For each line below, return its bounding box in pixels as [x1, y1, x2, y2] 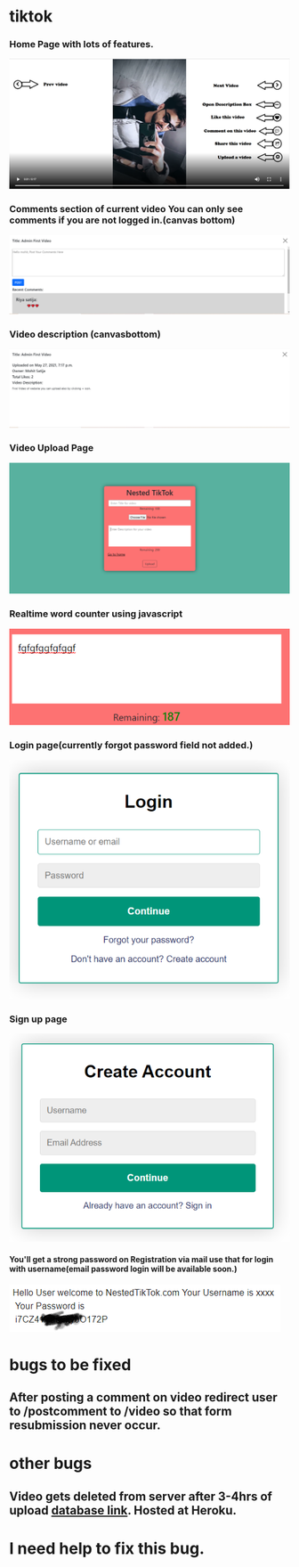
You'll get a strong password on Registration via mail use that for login [9, 1253, 274, 1264]
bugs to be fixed [9, 1354, 132, 1375]
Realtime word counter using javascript [9, 608, 183, 620]
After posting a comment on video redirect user [9, 1390, 278, 1405]
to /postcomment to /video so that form [9, 1404, 232, 1419]
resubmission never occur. [9, 1418, 161, 1433]
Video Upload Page [9, 442, 94, 454]
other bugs [9, 1454, 93, 1473]
